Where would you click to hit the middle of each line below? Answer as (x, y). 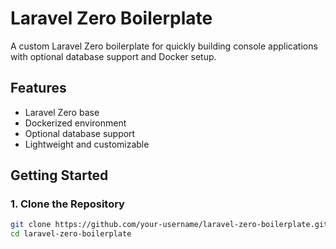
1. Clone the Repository (67, 204)
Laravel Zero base (62, 112)
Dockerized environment (75, 123)
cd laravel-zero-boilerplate (71, 234)
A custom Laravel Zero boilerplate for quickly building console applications (164, 46)
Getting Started (59, 175)
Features (38, 88)
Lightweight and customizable (87, 144)
